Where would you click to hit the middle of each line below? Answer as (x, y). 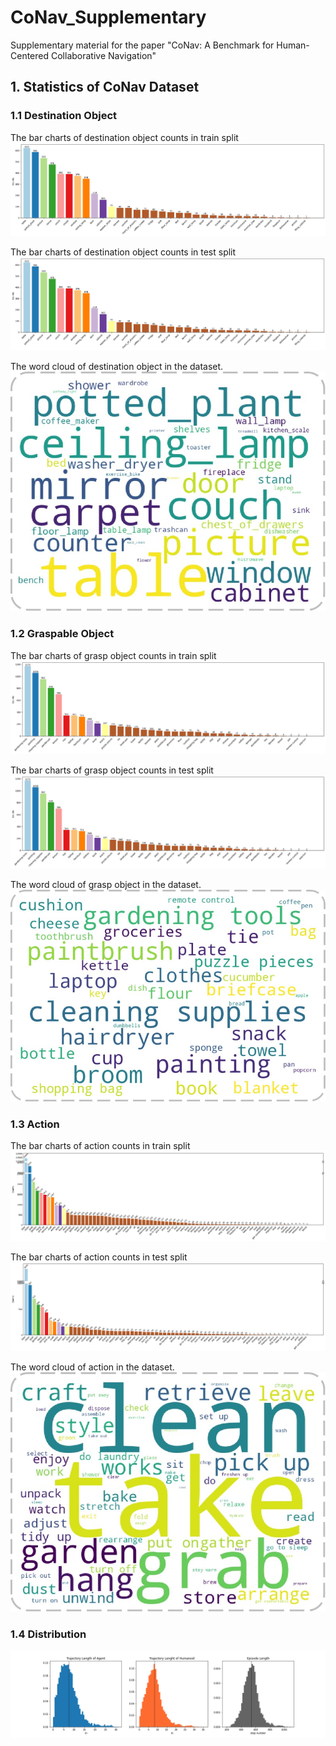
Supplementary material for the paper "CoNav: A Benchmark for (142, 45)
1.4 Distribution (48, 1634)
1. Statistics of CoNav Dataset (105, 87)
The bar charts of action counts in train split (100, 1146)
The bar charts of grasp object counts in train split (113, 655)
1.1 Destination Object (64, 116)
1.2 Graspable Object (62, 634)
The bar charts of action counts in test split (99, 1257)
